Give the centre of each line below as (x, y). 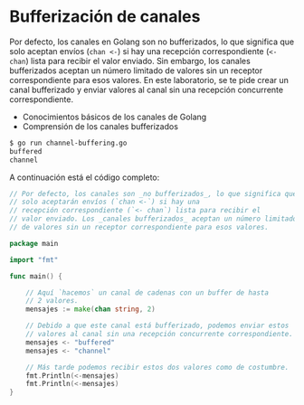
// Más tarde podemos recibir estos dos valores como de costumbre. (157, 367)
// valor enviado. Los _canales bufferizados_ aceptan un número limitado (153, 219)
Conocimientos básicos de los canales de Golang (114, 117)
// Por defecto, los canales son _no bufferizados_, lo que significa (145, 193)
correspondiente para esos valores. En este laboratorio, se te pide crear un (149, 80)
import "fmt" (34, 259)
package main (34, 243)
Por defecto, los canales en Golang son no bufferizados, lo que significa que (152, 42)
